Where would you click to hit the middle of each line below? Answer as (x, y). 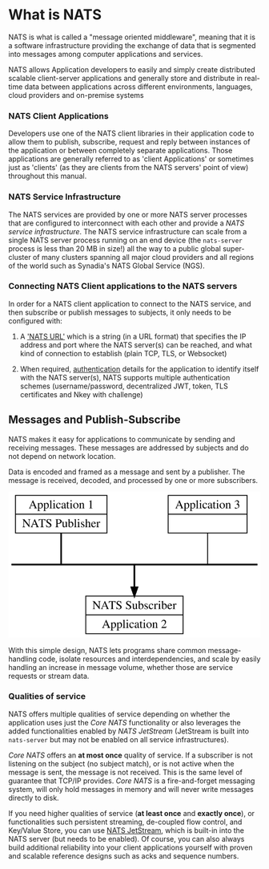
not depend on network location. (62, 456)
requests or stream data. (49, 676)
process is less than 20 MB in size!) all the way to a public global (115, 248)
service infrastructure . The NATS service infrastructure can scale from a (128, 231)
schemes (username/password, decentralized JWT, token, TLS (124, 386)
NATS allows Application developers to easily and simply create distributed (132, 69)
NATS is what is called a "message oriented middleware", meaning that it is (132, 37)
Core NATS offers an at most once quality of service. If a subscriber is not (131, 755)
